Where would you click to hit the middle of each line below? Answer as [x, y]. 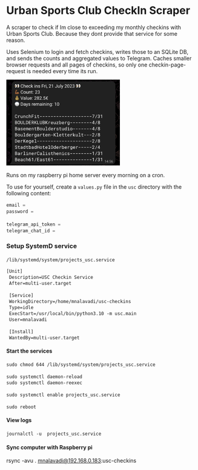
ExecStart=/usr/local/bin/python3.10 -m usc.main [73, 313]
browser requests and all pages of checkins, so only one [77, 65]
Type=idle [21, 307]
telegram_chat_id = [31, 230]
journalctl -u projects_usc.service [54, 434]
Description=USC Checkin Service [51, 277]
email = [16, 205]
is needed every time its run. [62, 71]
